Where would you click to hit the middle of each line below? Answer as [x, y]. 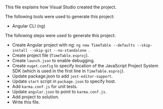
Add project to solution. [36, 97]
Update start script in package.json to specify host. [64, 81]
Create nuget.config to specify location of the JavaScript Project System [85, 66]
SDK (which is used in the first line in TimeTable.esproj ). [68, 71]
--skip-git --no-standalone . [60, 50]
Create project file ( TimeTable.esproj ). [50, 55]
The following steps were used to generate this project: [60, 35]
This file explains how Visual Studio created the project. [61, 7]
